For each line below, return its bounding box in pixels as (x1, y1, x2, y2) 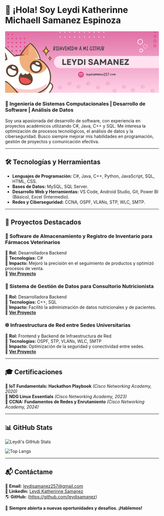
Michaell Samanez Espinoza (5, 15, 121, 26)
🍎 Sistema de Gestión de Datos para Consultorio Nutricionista (5, 283, 154, 290)
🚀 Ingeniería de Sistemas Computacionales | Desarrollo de (5, 100, 145, 107)
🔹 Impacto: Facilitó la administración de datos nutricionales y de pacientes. (5, 304, 157, 310)
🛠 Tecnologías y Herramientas (5, 157, 101, 166)
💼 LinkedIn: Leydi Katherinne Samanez (5, 489, 83, 494)
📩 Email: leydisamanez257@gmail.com (5, 483, 83, 489)
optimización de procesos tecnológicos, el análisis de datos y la (5, 128, 133, 134)
